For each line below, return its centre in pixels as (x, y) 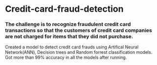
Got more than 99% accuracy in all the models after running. (66, 58)
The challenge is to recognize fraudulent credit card (68, 24)
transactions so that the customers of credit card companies (79, 30)
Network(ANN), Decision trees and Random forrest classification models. (79, 52)
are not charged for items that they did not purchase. (69, 37)
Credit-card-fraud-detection (64, 9)
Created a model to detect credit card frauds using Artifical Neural (72, 47)
